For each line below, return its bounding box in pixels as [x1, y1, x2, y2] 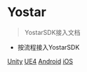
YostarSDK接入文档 [24, 28, 81, 36]
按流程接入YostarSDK [17, 43, 80, 51]
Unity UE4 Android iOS [7, 57, 74, 65]
